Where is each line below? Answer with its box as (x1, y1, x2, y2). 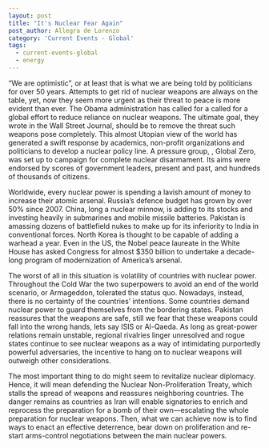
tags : (8, 42, 26, 50)
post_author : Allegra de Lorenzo (8, 26, 120, 34)
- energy (15, 57, 45, 65)
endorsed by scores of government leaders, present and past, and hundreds (8, 163, 261, 173)
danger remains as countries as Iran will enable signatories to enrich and (8, 397, 248, 406)
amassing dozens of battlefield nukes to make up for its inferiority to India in (8, 221, 259, 230)
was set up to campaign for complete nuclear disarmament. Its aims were (8, 154, 251, 164)
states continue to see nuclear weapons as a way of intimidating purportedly (8, 338, 261, 348)
